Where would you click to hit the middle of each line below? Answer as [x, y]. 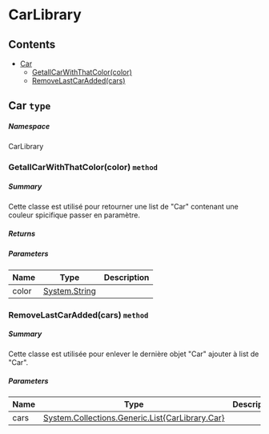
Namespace [29, 126]
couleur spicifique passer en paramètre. [74, 215]
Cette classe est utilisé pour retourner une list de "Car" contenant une [123, 207]
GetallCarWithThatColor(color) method [83, 168]
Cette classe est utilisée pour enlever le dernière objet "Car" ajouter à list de [134, 354]
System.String [69, 290]
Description [126, 277]
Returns [22, 233]
